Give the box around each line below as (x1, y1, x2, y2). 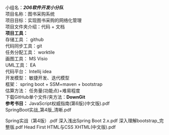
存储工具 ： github (5, 36, 44, 42)
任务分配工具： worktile (5, 49, 55, 55)
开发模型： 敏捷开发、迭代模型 (5, 75, 70, 81)
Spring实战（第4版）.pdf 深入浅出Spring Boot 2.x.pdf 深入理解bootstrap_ (5, 118, 160, 124)
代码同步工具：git (5, 43, 43, 49)
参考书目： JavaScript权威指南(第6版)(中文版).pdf (5, 100, 110, 106)
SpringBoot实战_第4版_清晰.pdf (5, 107, 72, 112)
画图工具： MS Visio (5, 56, 48, 61)
